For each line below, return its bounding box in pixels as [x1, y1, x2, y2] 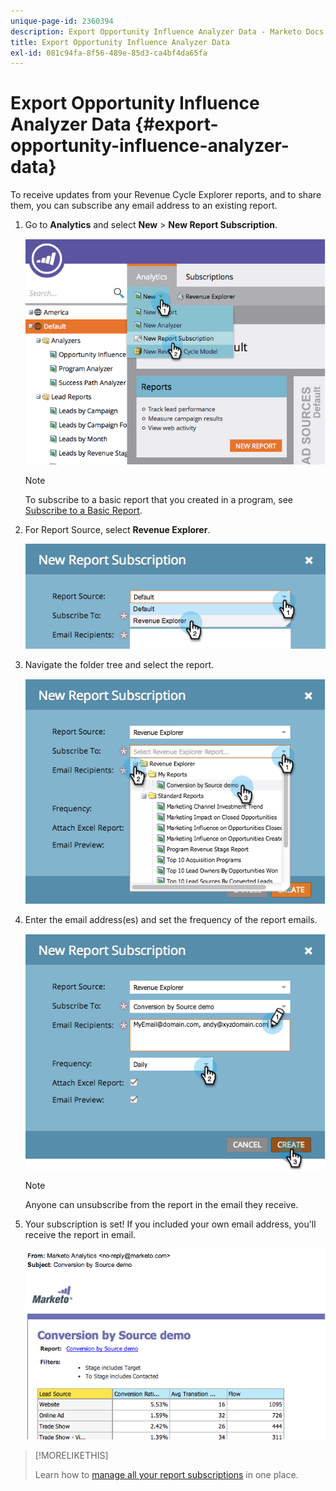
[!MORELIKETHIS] [34, 1449, 109, 1461]
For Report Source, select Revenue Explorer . [24, 523, 211, 535]
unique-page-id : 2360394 [10, 16, 114, 26]
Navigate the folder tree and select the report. [24, 658, 215, 670]
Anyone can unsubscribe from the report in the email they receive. [24, 1199, 299, 1211]
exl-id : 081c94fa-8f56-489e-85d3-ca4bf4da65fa [10, 48, 208, 58]
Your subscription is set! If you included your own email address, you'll [24, 1218, 317, 1230]
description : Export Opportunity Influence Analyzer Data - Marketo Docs [10, 26, 325, 37]
